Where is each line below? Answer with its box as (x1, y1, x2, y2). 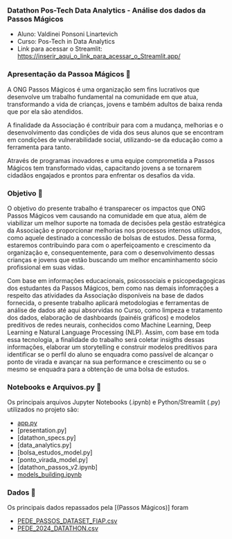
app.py (17, 419, 38, 427)
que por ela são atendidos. (7, 107, 84, 116)
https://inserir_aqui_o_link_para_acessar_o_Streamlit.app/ (17, 52, 181, 60)
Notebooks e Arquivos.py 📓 (7, 382, 102, 392)
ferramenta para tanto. (7, 143, 71, 151)
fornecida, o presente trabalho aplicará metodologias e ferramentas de (7, 298, 210, 307)
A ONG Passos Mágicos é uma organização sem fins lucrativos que (7, 85, 199, 94)
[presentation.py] (17, 426, 67, 435)
